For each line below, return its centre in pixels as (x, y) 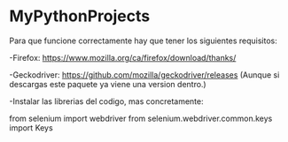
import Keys (31, 127)
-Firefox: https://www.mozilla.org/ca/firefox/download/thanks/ (123, 57)
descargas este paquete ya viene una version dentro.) (108, 84)
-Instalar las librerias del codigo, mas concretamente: (106, 101)
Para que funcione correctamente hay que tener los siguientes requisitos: (143, 41)
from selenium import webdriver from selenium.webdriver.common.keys (141, 118)
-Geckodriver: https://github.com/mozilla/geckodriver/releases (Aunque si (144, 75)
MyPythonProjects (80, 16)
